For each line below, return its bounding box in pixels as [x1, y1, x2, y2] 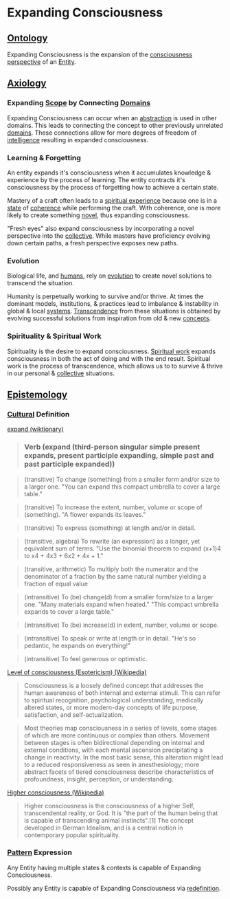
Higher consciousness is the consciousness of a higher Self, [23, 801, 195, 810]
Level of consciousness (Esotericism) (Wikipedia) [7, 668, 147, 676]
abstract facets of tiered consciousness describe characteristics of [23, 768, 214, 776]
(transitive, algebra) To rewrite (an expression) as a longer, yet [23, 537, 200, 545]
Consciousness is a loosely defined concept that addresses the [23, 681, 204, 689]
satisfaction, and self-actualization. [23, 710, 124, 719]
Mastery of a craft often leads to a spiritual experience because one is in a [7, 196, 218, 204]
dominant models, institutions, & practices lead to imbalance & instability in [7, 300, 218, 308]
